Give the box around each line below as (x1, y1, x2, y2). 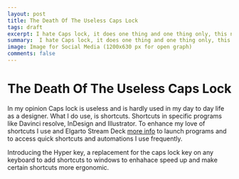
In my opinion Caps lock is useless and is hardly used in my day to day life (7, 104, 225, 112)
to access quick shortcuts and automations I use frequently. (7, 134, 183, 143)
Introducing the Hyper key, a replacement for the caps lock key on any (7, 148, 214, 156)
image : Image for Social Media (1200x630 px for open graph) (7, 43, 193, 50)
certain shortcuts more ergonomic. (7, 163, 110, 171)
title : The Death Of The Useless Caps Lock (7, 17, 139, 24)
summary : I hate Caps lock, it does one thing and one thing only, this (7, 37, 231, 44)
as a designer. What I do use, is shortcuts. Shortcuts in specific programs (7, 112, 223, 120)
